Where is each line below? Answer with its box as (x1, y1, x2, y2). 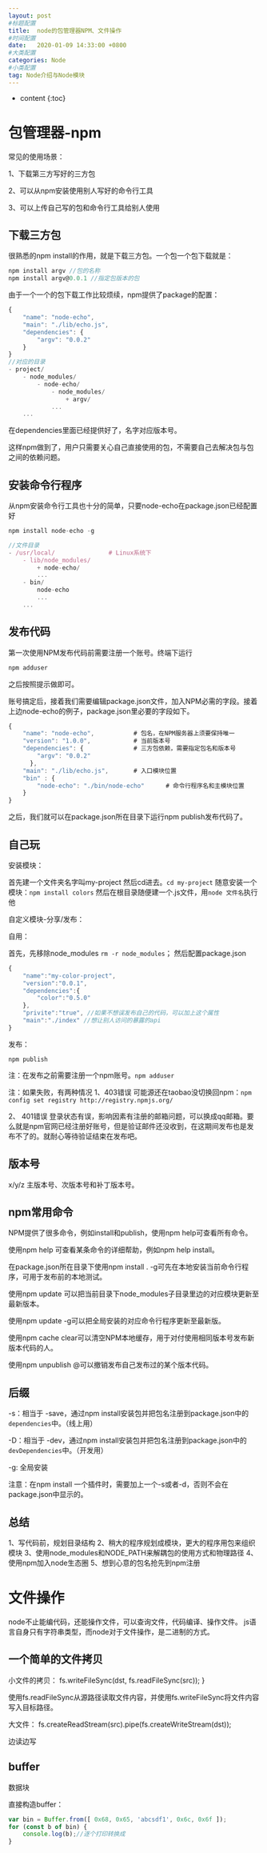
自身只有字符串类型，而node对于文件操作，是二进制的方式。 (14, 1627, 214, 1636)
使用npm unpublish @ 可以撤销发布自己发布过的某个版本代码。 (8, 1360, 213, 1370)
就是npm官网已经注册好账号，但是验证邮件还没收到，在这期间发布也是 (14, 1121, 248, 1131)
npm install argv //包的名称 (8, 267, 101, 275)
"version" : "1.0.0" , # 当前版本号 (22, 737, 171, 745)
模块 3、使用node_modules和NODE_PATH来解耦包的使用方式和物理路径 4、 (8, 1548, 258, 1558)
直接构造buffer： (8, 1799, 64, 1809)
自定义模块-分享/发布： (8, 914, 85, 924)
